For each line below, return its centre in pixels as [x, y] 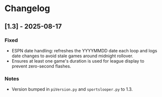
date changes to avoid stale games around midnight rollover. [72, 56]
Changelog [27, 8]
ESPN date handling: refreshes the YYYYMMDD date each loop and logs [84, 50]
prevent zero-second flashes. [41, 66]
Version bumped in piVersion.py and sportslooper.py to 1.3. [72, 89]
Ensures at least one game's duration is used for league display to [78, 61]
